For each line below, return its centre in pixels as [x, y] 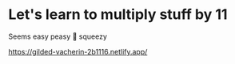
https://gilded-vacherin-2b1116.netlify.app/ [78, 51]
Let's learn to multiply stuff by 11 [118, 15]
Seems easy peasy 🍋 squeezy [58, 36]
